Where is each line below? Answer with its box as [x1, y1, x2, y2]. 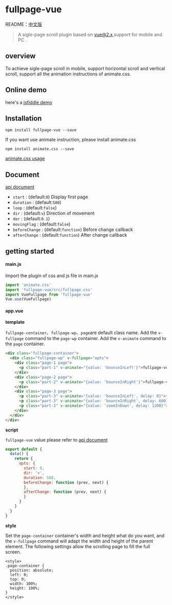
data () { [10, 451, 29, 456]
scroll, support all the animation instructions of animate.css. [5, 71, 132, 77]
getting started [5, 247, 54, 256]
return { [14, 456, 33, 462]
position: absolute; [10, 568, 54, 573]
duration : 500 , [24, 475, 56, 480]
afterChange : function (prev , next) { [24, 489, 106, 495]
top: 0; [10, 576, 27, 582]
